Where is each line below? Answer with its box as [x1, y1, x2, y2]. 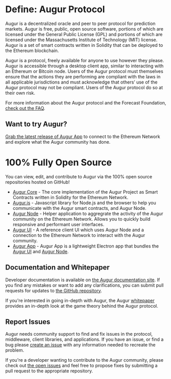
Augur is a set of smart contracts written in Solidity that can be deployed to [5, 42, 163, 48]
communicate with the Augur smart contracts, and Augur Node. [12, 205, 146, 211]
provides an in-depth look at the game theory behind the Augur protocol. [5, 303, 158, 309]
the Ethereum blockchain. [5, 47, 59, 53]
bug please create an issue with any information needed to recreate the [5, 342, 156, 348]
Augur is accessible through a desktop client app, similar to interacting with [5, 63, 164, 69]
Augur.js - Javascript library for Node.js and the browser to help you [12, 200, 157, 206]
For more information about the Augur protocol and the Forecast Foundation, [5, 99, 166, 105]
